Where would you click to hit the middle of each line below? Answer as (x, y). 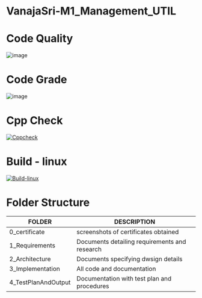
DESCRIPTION (134, 222)
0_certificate (27, 232)
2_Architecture (30, 259)
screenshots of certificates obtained (128, 232)
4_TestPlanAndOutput (40, 282)
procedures (93, 286)
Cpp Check (35, 121)
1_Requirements (32, 245)
